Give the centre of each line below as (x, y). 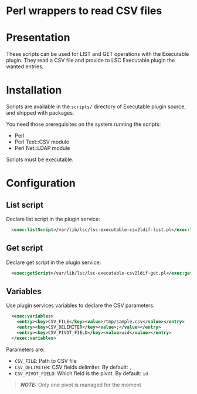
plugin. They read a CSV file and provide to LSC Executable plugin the (91, 61)
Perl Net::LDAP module (42, 148)
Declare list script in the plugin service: (53, 219)
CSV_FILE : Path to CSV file (46, 360)
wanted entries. (25, 66)
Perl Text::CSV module (42, 142)
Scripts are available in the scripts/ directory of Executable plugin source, (96, 106)
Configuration (41, 183)
